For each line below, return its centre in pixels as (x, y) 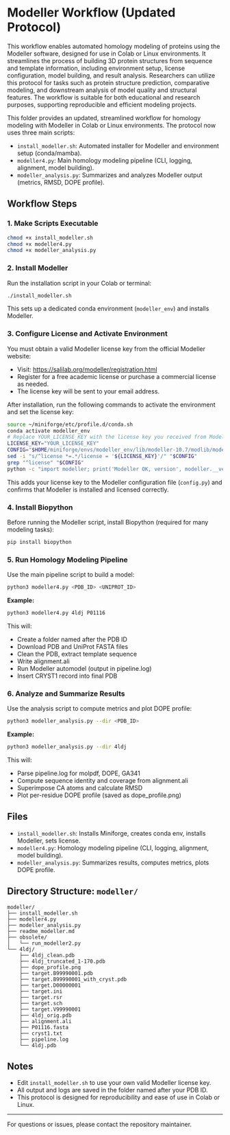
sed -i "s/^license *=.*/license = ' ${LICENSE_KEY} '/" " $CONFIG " (102, 457)
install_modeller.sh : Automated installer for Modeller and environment (118, 146)
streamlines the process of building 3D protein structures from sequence (110, 60)
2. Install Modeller (38, 268)
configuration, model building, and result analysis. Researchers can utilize (111, 75)
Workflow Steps (42, 204)
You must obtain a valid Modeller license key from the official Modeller (106, 349)
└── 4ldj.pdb (38, 1045)
